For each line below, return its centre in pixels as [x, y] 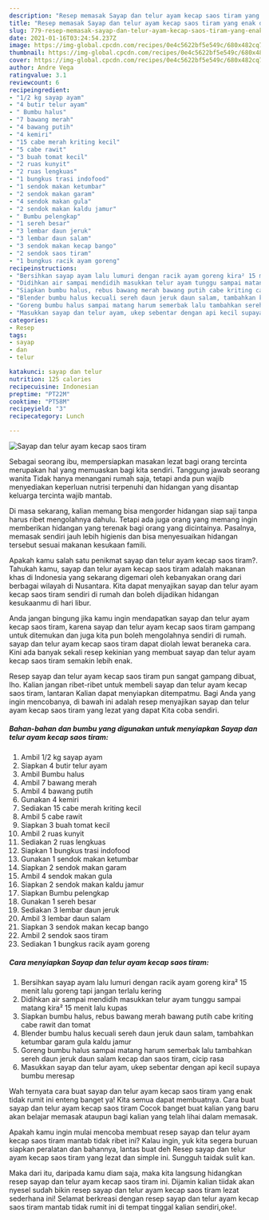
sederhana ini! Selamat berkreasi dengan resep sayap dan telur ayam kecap [134, 1198]
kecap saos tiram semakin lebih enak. [71, 661]
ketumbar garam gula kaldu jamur [76, 1041]
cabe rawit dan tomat [55, 1024]
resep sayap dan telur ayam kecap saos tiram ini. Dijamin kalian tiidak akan [132, 1181]
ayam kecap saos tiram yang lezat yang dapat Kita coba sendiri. [114, 710]
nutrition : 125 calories [50, 379]
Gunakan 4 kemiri [49, 799]
